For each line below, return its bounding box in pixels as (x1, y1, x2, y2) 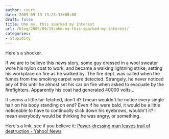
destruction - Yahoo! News (5, 128, 62, 134)
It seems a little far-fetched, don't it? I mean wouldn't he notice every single (5, 96, 164, 102)
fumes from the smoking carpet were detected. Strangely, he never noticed (5, 76, 164, 82)
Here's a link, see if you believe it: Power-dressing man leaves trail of (5, 123, 151, 129)
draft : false (5, 17, 33, 22)
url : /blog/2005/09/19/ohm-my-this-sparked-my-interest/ (5, 26, 129, 32)
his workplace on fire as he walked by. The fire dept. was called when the (5, 70, 160, 76)
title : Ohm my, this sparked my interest (5, 21, 95, 27)
